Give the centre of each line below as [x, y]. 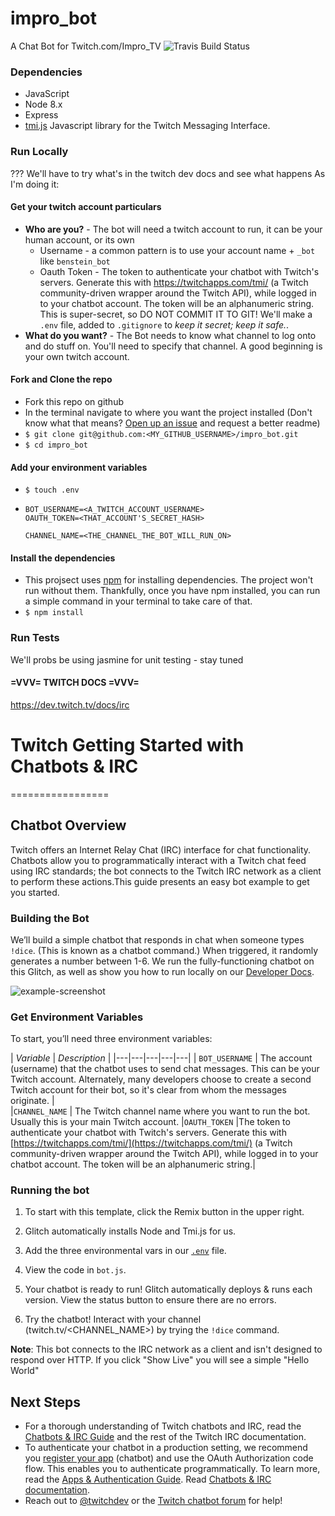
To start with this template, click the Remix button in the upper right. [164, 1212]
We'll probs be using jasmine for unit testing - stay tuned [127, 659]
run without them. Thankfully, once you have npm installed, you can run [172, 591]
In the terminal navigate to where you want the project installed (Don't [168, 412]
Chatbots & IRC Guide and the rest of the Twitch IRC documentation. [165, 1437]
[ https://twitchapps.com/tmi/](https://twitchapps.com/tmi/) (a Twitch [151, 1143]
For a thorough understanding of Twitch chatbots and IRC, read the [163, 1426]
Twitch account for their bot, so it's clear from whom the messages [148, 1090]
